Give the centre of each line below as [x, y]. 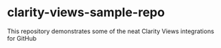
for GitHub [22, 38]
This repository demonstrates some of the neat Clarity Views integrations [111, 31]
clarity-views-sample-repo [86, 13]
